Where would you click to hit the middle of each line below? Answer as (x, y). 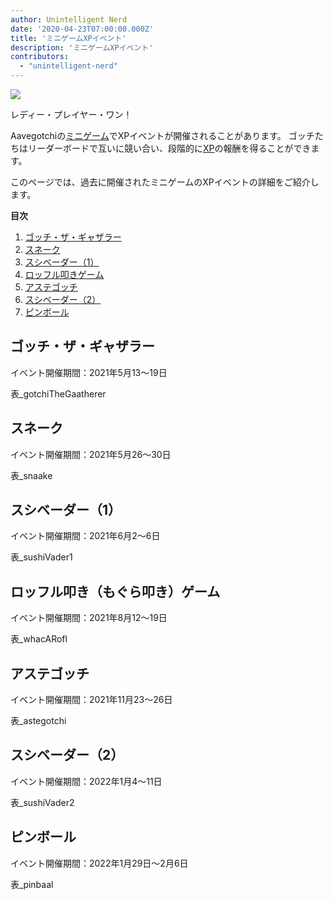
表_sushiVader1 (41, 557)
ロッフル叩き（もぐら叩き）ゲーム (115, 591)
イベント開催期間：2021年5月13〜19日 (89, 372)
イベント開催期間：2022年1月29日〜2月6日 (99, 863)
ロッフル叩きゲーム (64, 274)
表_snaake (31, 475)
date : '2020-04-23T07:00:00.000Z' (82, 29)
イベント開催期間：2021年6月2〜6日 (85, 536)
